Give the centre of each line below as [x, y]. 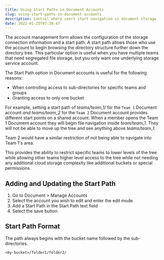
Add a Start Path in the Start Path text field [55, 206]
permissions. [18, 168]
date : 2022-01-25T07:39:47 [33, 23]
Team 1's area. [20, 143]
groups [19, 93]
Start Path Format [33, 226]
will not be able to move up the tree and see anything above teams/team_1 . [80, 129]
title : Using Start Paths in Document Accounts [55, 10]
